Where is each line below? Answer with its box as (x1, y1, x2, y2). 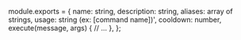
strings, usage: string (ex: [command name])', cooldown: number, (8, 15, 222, 24)
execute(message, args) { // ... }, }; (8, 24, 121, 32)
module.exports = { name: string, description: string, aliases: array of (8, 7, 233, 16)
